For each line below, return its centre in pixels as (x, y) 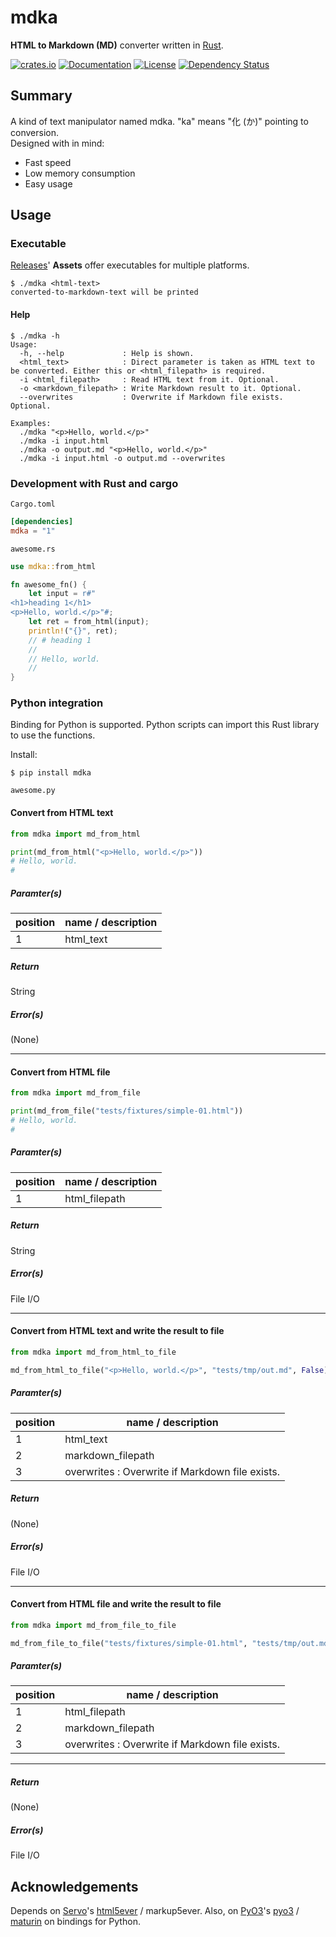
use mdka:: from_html (53, 566)
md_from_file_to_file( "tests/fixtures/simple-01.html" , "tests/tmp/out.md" (171, 1643)
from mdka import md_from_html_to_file (93, 1352)
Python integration (57, 703)
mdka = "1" (33, 531)
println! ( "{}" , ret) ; (73, 631)
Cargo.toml (33, 504)
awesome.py (33, 791)
